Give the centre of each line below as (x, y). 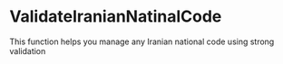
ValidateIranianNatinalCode (116, 17)
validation (28, 50)
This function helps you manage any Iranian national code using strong (142, 41)
